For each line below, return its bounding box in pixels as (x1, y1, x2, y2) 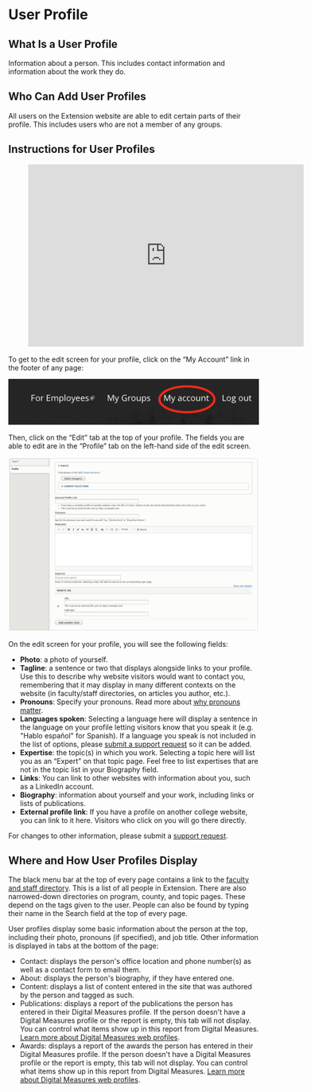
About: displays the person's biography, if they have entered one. (19, 973, 235, 983)
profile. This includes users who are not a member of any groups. (8, 119, 223, 129)
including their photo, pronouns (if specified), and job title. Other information (8, 933, 259, 942)
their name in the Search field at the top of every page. (8, 909, 189, 918)
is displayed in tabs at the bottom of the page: (8, 941, 159, 951)
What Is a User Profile (8, 37, 118, 51)
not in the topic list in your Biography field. (19, 765, 159, 774)
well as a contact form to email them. (19, 965, 142, 975)
